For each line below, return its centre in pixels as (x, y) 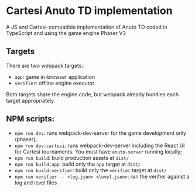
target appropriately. (31, 100)
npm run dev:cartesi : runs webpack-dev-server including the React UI (100, 145)
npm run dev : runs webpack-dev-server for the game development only (100, 133)
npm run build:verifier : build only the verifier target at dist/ (90, 170)
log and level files (36, 183)
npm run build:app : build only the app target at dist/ (77, 164)
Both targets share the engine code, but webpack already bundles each (93, 94)
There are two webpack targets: (45, 65)
